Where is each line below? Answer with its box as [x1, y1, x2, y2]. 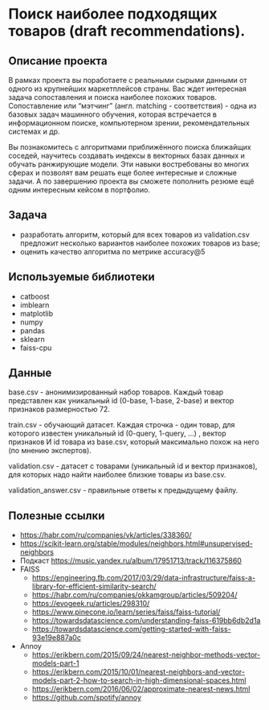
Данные [8, 366, 52, 380]
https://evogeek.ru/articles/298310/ [31, 599, 150, 609]
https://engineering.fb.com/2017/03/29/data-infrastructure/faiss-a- [31, 573, 255, 583]
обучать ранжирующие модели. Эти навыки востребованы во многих [8, 159, 250, 169]
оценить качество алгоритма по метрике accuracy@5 [19, 246, 206, 256]
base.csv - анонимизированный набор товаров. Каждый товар [8, 387, 224, 397]
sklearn [19, 334, 46, 344]
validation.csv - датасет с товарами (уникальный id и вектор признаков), [8, 461, 258, 471]
